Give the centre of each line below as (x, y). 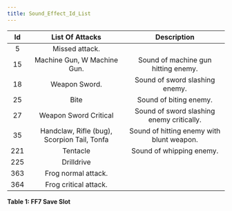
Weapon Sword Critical (76, 115)
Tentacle (76, 151)
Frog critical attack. (76, 184)
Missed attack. (76, 48)
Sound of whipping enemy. (175, 151)
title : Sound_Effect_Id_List (49, 13)
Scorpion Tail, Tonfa (76, 139)
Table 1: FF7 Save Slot (39, 201)
